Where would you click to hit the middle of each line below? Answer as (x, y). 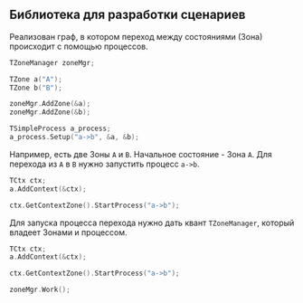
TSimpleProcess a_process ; (60, 129)
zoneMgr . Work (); (40, 290)
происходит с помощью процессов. (79, 46)
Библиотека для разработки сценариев (128, 15)
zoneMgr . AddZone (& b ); (50, 112)
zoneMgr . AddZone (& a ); (50, 104)
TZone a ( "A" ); (36, 79)
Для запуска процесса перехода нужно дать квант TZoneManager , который (152, 223)
